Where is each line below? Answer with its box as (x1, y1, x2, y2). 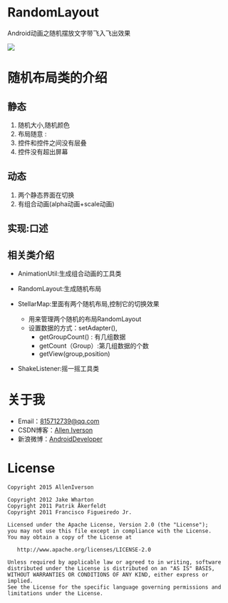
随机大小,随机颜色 (17, 121, 70, 129)
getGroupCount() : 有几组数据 (38, 333, 126, 341)
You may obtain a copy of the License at (7, 533, 133, 541)
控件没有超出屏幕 (17, 147, 68, 156)
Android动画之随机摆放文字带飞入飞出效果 (7, 29, 130, 37)
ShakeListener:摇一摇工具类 (17, 364, 100, 373)
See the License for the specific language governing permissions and (7, 583, 222, 591)
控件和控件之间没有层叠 (17, 138, 87, 147)
